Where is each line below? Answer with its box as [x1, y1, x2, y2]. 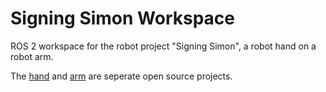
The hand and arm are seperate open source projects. [10, 70, 233, 82]
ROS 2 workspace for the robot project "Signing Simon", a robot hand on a [10, 40, 317, 52]
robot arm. [10, 50, 54, 62]
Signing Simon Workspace [10, 7, 236, 30]
